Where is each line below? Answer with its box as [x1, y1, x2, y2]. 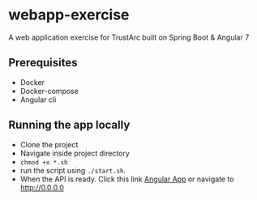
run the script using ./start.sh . [19, 165, 126, 175]
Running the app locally [8, 118, 131, 132]
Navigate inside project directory [19, 148, 130, 158]
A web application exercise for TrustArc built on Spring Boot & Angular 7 [8, 32, 250, 42]
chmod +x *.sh [19, 158, 68, 167]
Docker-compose [19, 86, 79, 96]
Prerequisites [8, 56, 78, 70]
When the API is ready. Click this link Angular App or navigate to [19, 174, 234, 184]
